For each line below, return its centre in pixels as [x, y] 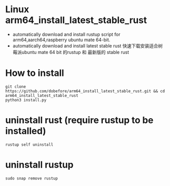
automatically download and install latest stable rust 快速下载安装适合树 [88, 46]
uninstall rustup [39, 165]
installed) [26, 131]
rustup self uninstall [29, 144]
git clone [16, 87]
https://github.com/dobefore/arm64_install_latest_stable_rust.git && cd [85, 91]
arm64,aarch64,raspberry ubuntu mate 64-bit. [61, 40]
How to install [35, 73]
